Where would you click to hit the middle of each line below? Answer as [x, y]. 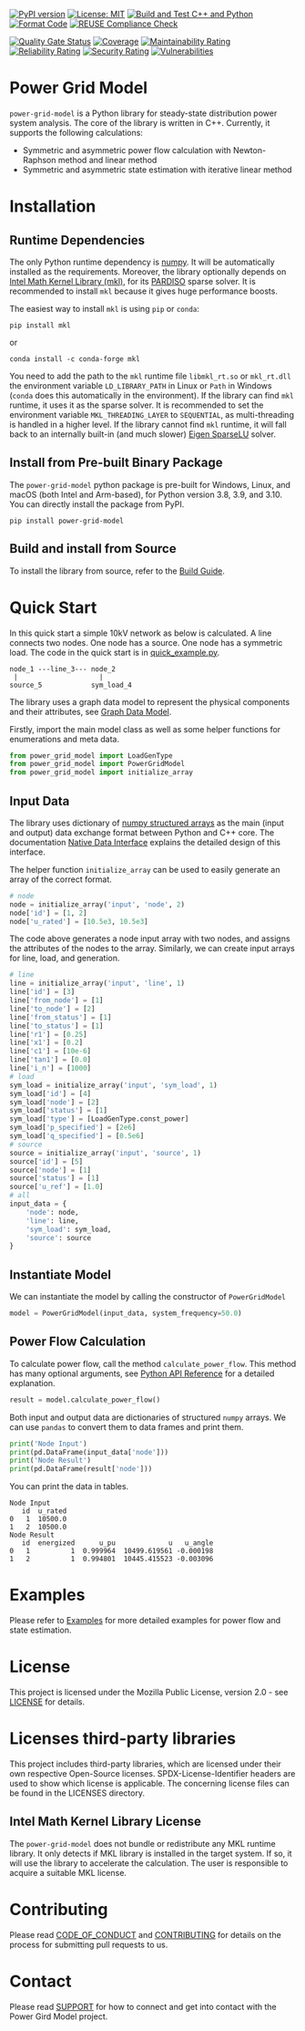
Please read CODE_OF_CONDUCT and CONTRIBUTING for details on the [146, 1934]
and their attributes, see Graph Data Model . [91, 711]
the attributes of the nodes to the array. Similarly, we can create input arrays [152, 948]
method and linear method [107, 160]
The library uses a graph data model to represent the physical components [150, 701]
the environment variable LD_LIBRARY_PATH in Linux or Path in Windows [141, 385]
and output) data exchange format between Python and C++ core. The [142, 832]
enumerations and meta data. [65, 739]
